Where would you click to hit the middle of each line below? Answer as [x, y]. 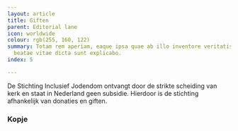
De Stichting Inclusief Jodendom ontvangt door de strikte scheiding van [112, 86]
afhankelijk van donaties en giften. [57, 101]
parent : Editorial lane [42, 27]
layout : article [31, 14]
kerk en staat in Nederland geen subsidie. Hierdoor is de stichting [103, 93]
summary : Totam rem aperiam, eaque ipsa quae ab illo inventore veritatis [120, 46]
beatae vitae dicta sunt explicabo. [68, 54]
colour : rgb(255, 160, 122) [49, 40]
